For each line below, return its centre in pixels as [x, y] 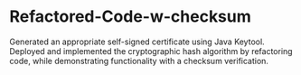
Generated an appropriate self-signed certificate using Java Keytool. [137, 42]
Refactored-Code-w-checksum [130, 17]
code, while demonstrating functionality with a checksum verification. [139, 61]
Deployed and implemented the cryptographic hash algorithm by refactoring [151, 51]
